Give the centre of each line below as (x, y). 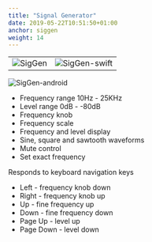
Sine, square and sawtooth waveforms (82, 140)
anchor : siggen (33, 30)
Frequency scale (46, 123)
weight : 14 (26, 38)
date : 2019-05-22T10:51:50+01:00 (63, 23)
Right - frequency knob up (62, 196)
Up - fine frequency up (57, 204)
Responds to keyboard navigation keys (71, 172)
